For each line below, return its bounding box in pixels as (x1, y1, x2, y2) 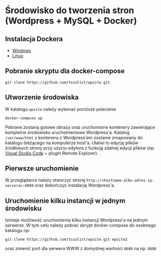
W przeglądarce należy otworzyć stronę (5, 177, 85, 183)
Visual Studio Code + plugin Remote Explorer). (5, 150, 99, 156)
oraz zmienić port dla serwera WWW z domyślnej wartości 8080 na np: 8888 (5, 246, 157, 252)
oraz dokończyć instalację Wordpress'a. (35, 182, 116, 188)
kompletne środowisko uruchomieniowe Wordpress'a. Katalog (5, 129, 130, 135)
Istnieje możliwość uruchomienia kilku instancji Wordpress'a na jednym (5, 217, 148, 223)
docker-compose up (5, 115, 42, 121)
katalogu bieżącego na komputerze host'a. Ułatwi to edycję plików (5, 140, 139, 146)
